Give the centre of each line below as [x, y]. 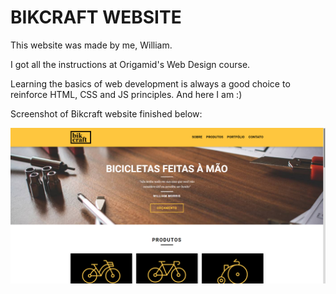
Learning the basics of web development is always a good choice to [150, 83]
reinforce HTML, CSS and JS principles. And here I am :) [126, 94]
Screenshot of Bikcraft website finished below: [106, 113]
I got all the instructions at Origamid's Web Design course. [130, 64]
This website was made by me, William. [91, 45]
